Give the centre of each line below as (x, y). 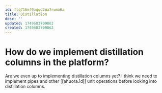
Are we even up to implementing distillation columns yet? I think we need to (81, 76)
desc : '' (14, 19)
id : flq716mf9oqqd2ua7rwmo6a (35, 10)
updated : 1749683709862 (29, 23)
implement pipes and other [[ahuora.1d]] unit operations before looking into (81, 81)
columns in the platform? (57, 62)
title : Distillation (26, 14)
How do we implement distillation (74, 52)
